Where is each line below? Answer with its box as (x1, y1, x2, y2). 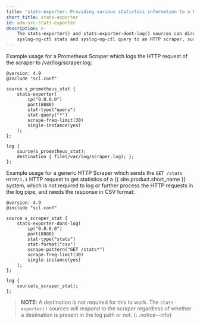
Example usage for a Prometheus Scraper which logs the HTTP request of (6, 53, 188, 59)
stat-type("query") (27, 107, 76, 113)
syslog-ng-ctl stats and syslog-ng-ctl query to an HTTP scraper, (17, 36, 185, 42)
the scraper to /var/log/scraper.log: (6, 59, 92, 66)
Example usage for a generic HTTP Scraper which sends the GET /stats (6, 169, 183, 176)
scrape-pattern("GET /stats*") (27, 247, 105, 253)
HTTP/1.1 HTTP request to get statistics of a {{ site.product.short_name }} (6, 176, 186, 183)
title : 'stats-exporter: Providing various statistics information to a (6, 8, 190, 15)
